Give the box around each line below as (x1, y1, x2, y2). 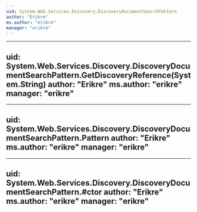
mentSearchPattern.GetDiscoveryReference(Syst (6, 70, 191, 80)
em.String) (6, 79, 46, 89)
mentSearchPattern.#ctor (6, 187, 103, 197)
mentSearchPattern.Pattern (6, 133, 110, 143)
